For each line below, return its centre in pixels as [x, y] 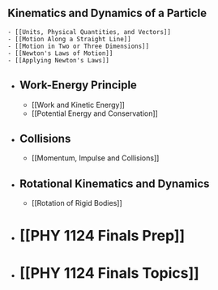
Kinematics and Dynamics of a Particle [107, 13]
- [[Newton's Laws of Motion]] [60, 53]
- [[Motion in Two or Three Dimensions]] [79, 46]
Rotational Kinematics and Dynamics [114, 183]
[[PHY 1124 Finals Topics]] [109, 273]
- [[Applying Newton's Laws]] [59, 60]
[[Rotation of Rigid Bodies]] [77, 203]
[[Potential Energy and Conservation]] [95, 113]
